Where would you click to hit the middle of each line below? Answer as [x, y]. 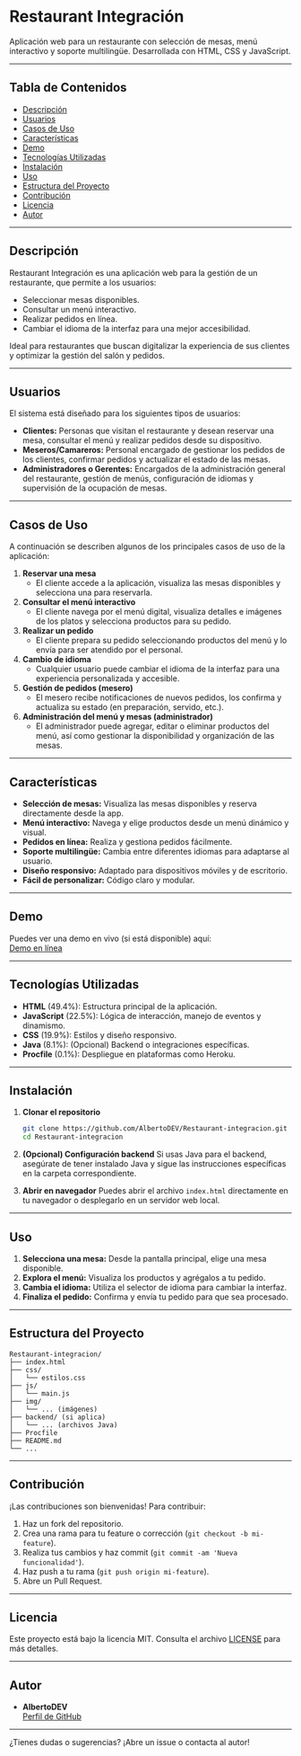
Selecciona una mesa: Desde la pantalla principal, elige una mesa [144, 1259]
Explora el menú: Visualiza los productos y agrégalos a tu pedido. [144, 1277]
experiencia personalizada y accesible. [107, 678]
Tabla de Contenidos [68, 88]
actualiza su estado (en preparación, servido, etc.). [129, 707]
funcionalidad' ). [53, 1562]
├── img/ [26, 1401]
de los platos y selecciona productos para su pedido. [133, 621]
